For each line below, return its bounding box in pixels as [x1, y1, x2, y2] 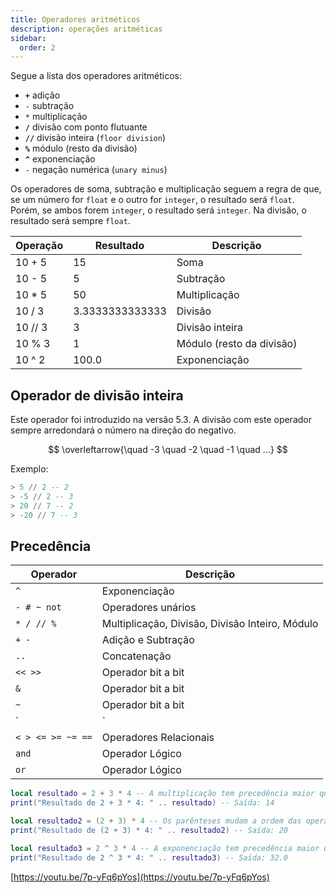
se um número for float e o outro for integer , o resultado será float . [10, 194, 295, 206]
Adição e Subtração [101, 633, 195, 647]
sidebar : [10, 33, 47, 43]
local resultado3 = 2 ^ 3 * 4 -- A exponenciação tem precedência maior [10, 843, 320, 853]
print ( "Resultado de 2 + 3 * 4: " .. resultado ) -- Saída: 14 [10, 798, 275, 808]
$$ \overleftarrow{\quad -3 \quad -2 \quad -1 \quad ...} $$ [48, 444, 288, 456]
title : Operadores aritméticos [10, 14, 141, 25]
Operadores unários [101, 601, 197, 615]
